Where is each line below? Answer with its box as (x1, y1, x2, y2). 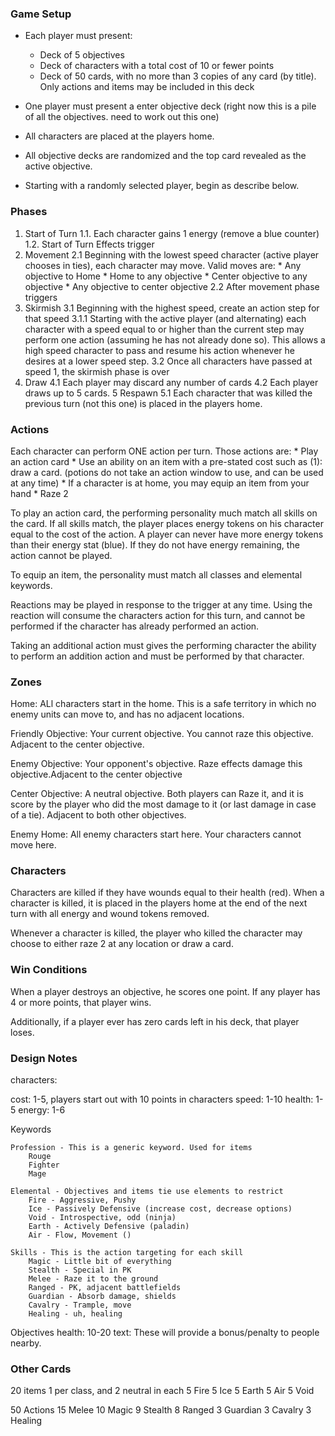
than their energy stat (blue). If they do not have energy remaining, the (10, 538, 300, 551)
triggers (24, 291, 58, 303)
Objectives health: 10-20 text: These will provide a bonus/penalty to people (10, 1327, 320, 1339)
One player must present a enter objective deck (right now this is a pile (24, 100, 317, 112)
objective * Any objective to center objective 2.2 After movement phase (24, 280, 320, 292)
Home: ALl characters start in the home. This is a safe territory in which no (10, 698, 317, 710)
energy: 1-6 (18, 1104, 66, 1116)
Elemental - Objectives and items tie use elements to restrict (10, 1187, 284, 1197)
